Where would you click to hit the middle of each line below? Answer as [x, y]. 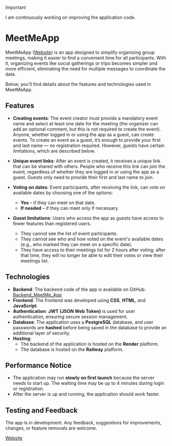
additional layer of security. [42, 333]
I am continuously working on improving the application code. [71, 17]
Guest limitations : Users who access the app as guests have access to [88, 218]
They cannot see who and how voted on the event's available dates [92, 239]
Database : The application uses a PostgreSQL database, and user [83, 322]
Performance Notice [39, 365]
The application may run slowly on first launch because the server [84, 378]
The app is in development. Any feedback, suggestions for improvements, [83, 423]
